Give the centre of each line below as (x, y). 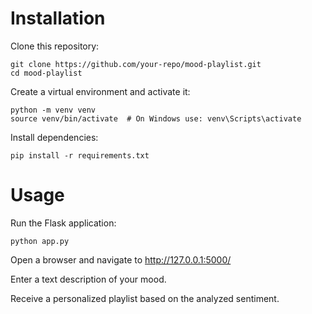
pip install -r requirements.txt (80, 155)
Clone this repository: (55, 46)
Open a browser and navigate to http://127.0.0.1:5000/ (121, 259)
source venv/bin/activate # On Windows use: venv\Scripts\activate (156, 118)
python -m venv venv (53, 110)
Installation (58, 18)
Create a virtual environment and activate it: (100, 91)
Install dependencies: (54, 137)
